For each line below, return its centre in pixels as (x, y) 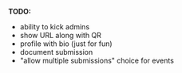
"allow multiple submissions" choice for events (97, 60)
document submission (56, 52)
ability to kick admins (55, 27)
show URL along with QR (61, 35)
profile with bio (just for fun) (66, 44)
